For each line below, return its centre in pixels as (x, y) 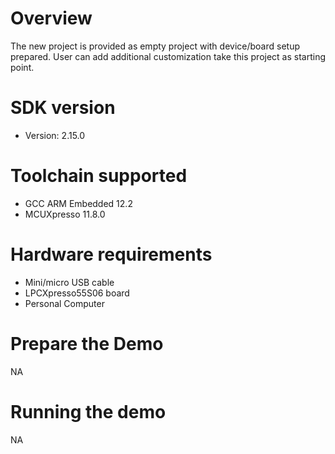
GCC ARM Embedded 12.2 (78, 203)
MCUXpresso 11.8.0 (65, 214)
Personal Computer (64, 303)
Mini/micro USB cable (69, 282)
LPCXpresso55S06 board (77, 293)
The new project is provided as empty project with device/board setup (155, 46)
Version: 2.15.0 (55, 135)
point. (22, 67)
